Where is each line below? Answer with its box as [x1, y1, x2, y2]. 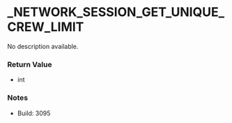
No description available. [7, 42, 79, 50]
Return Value [7, 59, 52, 69]
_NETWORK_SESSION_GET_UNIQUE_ [7, 4, 225, 20]
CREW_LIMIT [7, 19, 84, 35]
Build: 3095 [17, 109, 51, 117]
